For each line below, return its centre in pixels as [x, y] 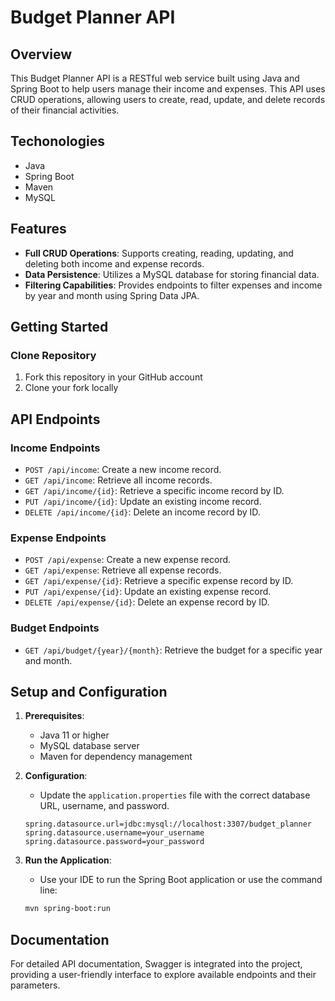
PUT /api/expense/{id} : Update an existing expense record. [148, 592]
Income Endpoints [55, 448]
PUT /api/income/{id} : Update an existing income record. [143, 501]
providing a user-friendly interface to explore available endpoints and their [163, 975]
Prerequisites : [54, 716]
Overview [41, 54]
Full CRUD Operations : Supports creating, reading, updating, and [159, 253]
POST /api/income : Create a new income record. [123, 469]
